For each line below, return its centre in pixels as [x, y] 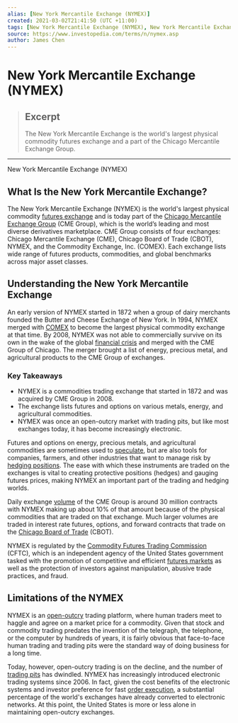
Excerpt [42, 117]
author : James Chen [36, 40]
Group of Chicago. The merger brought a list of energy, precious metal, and [118, 349]
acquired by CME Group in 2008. [66, 399]
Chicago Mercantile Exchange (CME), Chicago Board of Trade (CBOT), [110, 239]
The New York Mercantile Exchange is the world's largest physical [121, 134]
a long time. [24, 653]
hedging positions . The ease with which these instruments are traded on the [119, 465]
